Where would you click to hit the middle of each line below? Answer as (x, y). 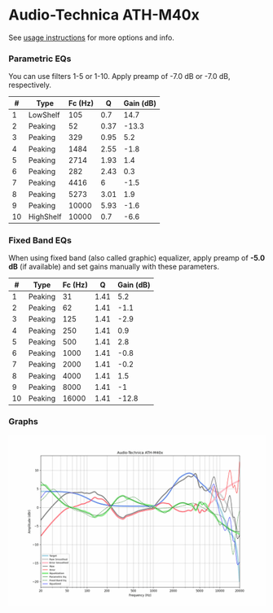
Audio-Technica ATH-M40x (104, 15)
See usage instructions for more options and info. (92, 37)
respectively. (30, 85)
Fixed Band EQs (40, 240)
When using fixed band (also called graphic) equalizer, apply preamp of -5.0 (137, 258)
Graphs (23, 422)
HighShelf (45, 217)
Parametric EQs (40, 59)
